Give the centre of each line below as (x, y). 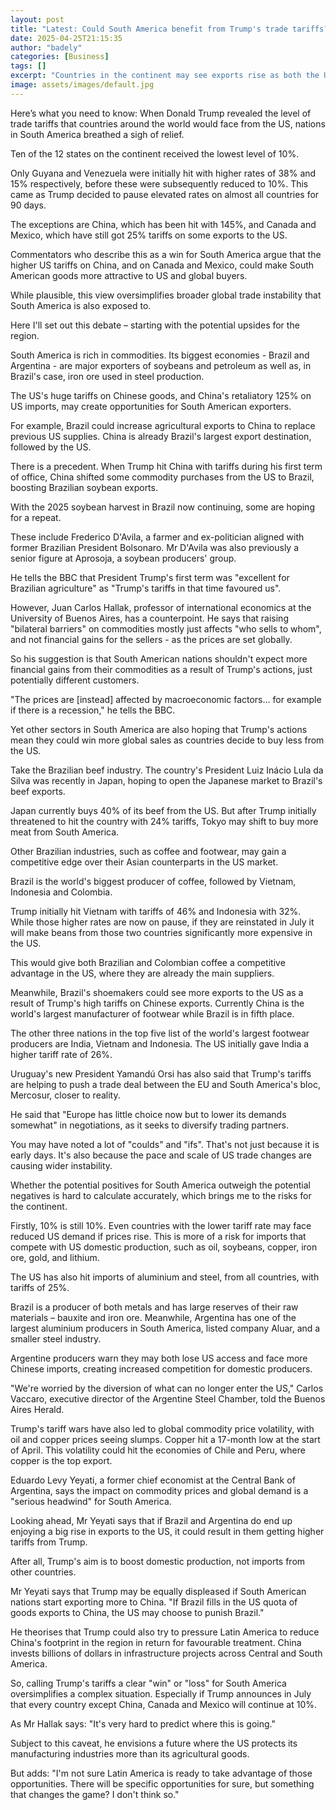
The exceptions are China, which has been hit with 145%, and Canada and (163, 224)
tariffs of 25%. (40, 1287)
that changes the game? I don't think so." (95, 1794)
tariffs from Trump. (49, 1542)
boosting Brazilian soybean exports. (84, 487)
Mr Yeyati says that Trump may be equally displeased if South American (158, 1591)
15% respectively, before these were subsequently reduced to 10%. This (159, 183)
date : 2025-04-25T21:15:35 (66, 38)
